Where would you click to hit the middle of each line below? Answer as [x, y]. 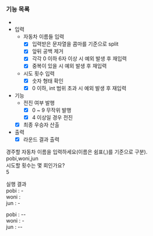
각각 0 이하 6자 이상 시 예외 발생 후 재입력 [79, 59]
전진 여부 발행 [39, 102]
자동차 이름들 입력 [44, 37]
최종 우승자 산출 [41, 125]
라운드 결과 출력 [41, 139]
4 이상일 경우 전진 [52, 117]
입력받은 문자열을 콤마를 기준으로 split [75, 44]
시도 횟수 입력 [39, 73]
